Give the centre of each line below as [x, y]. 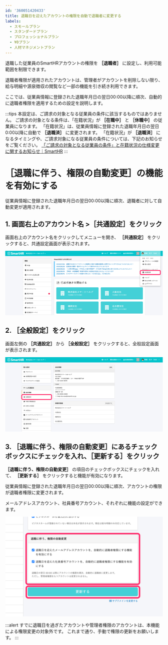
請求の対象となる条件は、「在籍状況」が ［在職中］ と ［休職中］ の [89, 120]
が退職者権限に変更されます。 [36, 492]
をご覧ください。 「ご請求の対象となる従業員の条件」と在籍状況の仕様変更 [82, 145]
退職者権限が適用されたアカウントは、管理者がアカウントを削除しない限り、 [84, 80]
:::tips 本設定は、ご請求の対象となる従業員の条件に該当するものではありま [81, 114]
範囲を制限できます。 [27, 69]
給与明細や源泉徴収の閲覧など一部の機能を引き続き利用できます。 [73, 86]
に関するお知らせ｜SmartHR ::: [37, 151]
